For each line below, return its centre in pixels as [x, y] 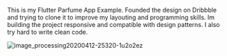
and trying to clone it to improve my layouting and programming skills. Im [111, 17]
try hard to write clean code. [48, 32]
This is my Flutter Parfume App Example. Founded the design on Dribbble [112, 10]
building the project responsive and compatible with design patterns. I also [113, 25]
